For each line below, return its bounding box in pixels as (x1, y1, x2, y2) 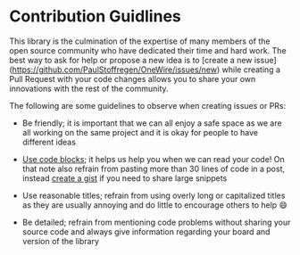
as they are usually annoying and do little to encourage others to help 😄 (21, 199, 287, 210)
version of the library (21, 235, 100, 246)
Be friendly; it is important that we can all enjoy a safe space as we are (21, 118, 283, 128)
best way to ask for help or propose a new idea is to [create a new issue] (9, 54, 277, 65)
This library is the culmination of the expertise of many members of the (9, 36, 271, 46)
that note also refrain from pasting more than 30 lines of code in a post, (21, 163, 286, 174)
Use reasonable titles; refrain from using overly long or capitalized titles (21, 190, 286, 201)
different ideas (21, 136, 76, 147)
